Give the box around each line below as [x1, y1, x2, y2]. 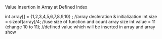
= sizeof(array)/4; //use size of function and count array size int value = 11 [5, 19, 156, 24]
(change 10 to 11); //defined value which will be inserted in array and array [5, 24, 156, 30]
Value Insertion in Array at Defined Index [5, 4, 87, 10]
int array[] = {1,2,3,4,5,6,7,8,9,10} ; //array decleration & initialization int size [5, 14, 157, 19]
